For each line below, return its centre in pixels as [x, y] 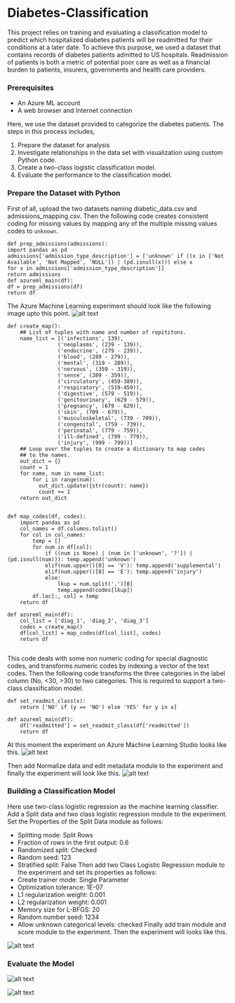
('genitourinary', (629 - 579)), [106, 400]
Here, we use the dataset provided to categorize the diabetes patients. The [116, 124]
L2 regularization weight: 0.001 [62, 902]
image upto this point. [39, 313]
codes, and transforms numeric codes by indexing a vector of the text [108, 666]
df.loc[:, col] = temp [66, 596]
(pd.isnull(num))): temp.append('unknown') [72, 559]
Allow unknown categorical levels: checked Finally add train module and [122, 924]
